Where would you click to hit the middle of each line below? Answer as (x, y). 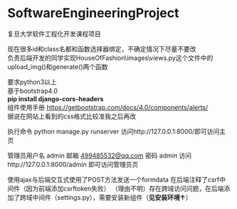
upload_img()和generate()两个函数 (58, 66)
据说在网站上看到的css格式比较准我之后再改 (72, 116)
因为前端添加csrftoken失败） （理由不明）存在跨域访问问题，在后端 (125, 188)
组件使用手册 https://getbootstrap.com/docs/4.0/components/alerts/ (108, 107)
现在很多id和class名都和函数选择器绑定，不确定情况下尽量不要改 (102, 49)
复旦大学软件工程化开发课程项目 (54, 34)
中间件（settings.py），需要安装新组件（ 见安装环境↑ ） (112, 197)
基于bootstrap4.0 (33, 91)
